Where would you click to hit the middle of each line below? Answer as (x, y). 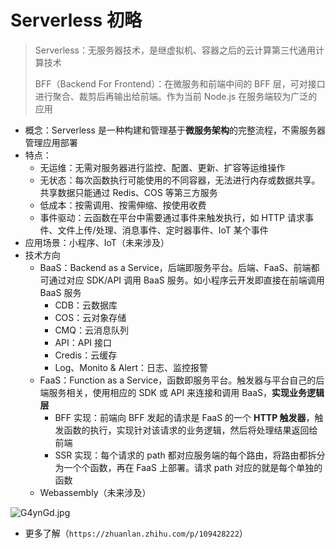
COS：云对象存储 (90, 317)
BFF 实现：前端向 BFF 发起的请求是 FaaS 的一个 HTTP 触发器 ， (184, 417)
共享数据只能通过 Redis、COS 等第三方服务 (128, 192)
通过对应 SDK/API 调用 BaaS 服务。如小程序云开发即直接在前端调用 (186, 280)
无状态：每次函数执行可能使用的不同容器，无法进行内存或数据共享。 (180, 180)
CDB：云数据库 (86, 305)
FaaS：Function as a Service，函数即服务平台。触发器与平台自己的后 (182, 380)
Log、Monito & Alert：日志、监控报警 (131, 367)
